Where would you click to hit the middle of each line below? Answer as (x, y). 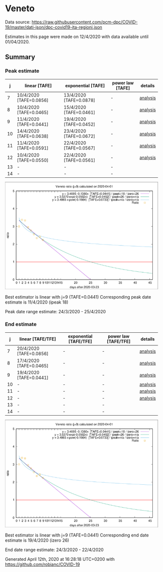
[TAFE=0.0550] (33, 160)
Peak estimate (22, 71)
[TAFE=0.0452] (80, 124)
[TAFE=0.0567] (80, 148)
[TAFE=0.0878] (80, 100)
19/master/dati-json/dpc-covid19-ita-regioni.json (54, 27)
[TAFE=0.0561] (80, 160)
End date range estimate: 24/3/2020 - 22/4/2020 (54, 550)
